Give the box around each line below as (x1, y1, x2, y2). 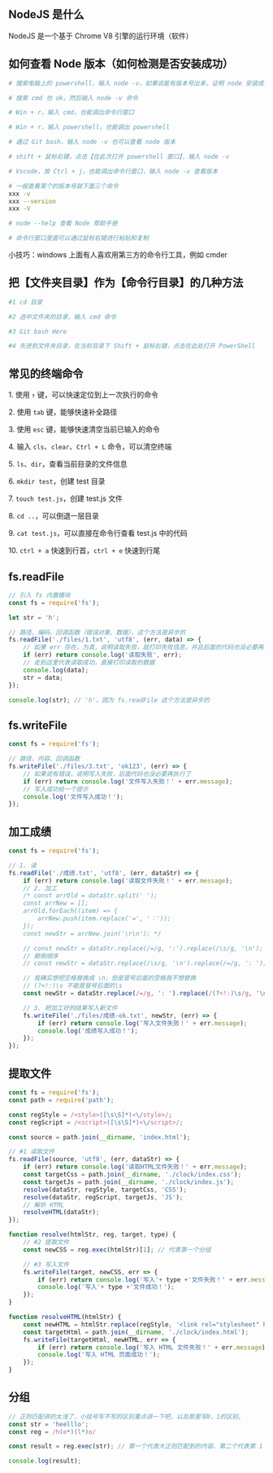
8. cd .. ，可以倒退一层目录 (8, 511, 100, 521)
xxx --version (8, 197, 57, 205)
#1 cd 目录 (8, 298, 43, 306)
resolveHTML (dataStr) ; (23, 1208, 100, 1217)
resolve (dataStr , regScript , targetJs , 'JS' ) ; (23, 1193, 184, 1201)
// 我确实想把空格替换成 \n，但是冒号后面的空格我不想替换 (23, 974, 197, 983)
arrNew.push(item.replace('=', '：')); (37, 914, 171, 923)
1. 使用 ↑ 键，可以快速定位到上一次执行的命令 (8, 390, 158, 400)
